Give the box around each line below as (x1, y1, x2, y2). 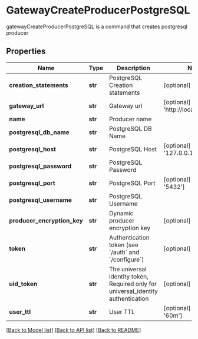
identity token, (108, 272, 148, 280)
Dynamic (108, 209, 134, 217)
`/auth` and (108, 248, 140, 256)
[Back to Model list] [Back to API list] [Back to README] (6, 326, 141, 333)
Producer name (108, 115, 152, 123)
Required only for (108, 280, 157, 288)
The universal (108, 265, 147, 273)
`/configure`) (108, 255, 144, 264)
